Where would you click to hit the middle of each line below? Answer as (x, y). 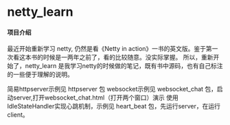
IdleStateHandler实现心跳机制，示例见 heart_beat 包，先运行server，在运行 (114, 106)
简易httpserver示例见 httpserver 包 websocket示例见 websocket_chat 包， (112, 89)
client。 (18, 115)
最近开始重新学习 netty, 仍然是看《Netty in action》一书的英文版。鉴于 (107, 49)
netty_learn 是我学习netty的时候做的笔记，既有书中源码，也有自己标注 (124, 66)
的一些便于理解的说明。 (40, 75)
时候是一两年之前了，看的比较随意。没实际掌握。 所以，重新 (128, 57)
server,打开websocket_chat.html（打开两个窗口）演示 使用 (95, 98)
